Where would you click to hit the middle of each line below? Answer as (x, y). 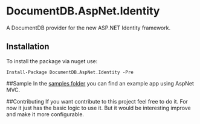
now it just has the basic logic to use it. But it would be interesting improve (99, 108)
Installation (28, 47)
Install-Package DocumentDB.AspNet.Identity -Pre (70, 72)
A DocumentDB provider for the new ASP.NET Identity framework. (89, 28)
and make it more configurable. (45, 114)
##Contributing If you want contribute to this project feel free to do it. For (97, 101)
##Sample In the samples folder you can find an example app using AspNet (100, 83)
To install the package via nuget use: (52, 61)
